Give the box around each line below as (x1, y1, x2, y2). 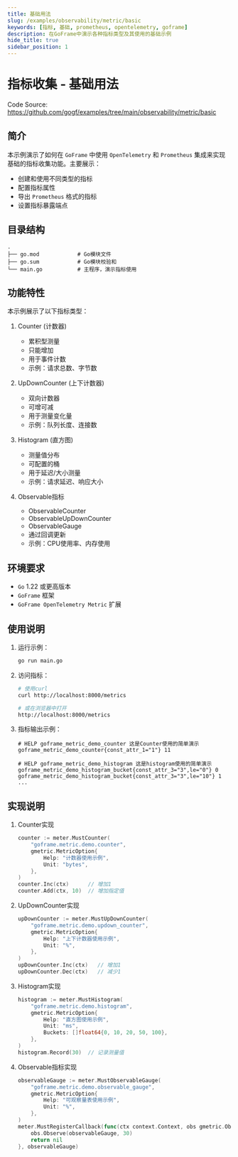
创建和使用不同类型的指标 (17, 174, 93, 183)
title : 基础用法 (7, 10, 51, 18)
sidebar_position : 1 (7, 43, 69, 50)
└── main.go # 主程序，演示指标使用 (7, 266, 137, 273)
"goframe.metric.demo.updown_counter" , (31, 922, 149, 929)
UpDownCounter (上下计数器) (17, 379, 104, 387)
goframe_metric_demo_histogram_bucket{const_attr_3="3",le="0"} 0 (17, 767, 219, 774)
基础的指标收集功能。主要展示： (7, 159, 101, 168)
